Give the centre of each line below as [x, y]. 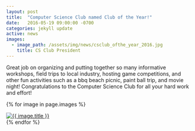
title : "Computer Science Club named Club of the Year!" [79, 17]
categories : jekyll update [39, 28]
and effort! [19, 92]
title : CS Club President [49, 51]
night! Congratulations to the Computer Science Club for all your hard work [98, 86]
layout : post [22, 12]
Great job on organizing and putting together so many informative [86, 67]
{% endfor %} [23, 122]
